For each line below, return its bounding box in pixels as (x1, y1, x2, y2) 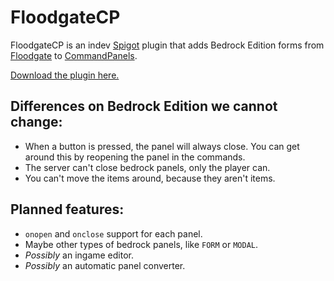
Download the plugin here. (10, 69, 120, 81)
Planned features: (10, 201, 125, 218)
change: (10, 114, 63, 131)
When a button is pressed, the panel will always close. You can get (24, 140, 300, 152)
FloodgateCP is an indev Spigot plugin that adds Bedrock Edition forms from (10, 39, 325, 51)
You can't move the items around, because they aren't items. (24, 172, 276, 184)
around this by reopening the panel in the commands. (24, 151, 246, 163)
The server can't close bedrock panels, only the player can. (24, 161, 271, 173)
